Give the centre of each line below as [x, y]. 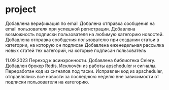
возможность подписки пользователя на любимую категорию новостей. [84, 34]
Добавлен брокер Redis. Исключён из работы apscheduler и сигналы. [81, 66]
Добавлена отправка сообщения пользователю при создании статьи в [82, 40]
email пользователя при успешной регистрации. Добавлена [70, 28]
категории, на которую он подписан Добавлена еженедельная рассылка [85, 45]
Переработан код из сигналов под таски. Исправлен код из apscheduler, [84, 71]
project [21, 9]
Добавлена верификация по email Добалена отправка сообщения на [80, 23]
